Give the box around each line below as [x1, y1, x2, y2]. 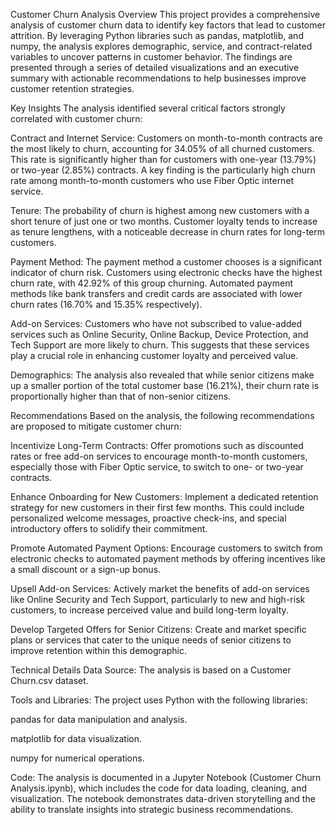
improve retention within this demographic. [10, 645, 187, 656]
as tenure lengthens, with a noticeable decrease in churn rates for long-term [10, 226, 325, 238]
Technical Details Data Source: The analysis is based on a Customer [10, 664, 292, 676]
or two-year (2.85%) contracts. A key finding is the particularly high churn [10, 164, 316, 176]
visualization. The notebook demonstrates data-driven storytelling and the [10, 793, 316, 804]
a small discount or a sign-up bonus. [10, 564, 162, 575]
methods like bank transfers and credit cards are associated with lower [10, 288, 303, 299]
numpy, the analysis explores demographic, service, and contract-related [10, 40, 313, 52]
